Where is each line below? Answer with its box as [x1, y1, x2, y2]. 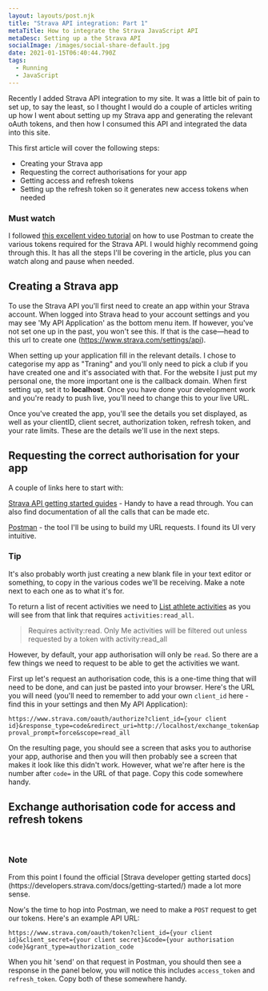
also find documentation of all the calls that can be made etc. [8, 507, 210, 516]
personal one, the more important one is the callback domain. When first [8, 376, 247, 386]
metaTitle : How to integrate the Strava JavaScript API [8, 26, 198, 34]
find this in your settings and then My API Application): [8, 699, 188, 709]
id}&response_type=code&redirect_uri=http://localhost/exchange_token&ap [8, 722, 260, 730]
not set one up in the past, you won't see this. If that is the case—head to [8, 326, 250, 336]
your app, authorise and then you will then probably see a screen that [8, 751, 238, 761]
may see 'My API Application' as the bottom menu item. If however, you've [8, 318, 254, 327]
